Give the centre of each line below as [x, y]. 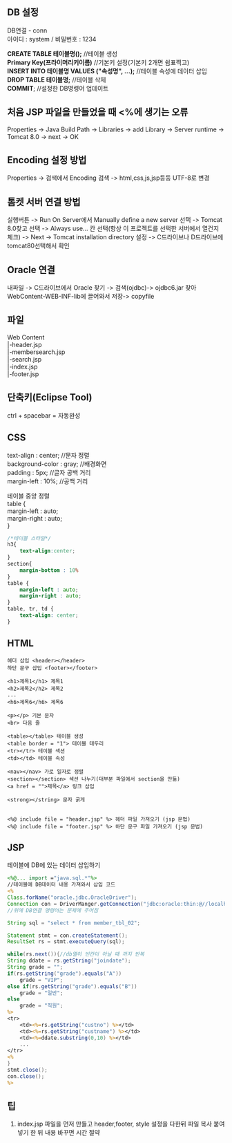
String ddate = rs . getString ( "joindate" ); [69, 961]
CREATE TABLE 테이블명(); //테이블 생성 [62, 53]
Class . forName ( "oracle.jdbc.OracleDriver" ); [72, 898]
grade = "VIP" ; [41, 980]
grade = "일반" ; [41, 993]
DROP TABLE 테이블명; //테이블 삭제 [57, 80]
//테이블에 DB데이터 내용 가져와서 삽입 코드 [61, 885]
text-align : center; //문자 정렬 [48, 455]
